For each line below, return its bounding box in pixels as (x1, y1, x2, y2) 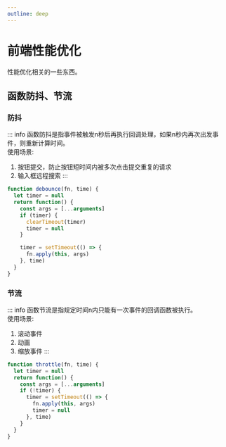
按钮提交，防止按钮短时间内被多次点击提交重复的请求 (17, 163, 172, 171)
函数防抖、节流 (7, 89, 72, 102)
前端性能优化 (7, 43, 82, 58)
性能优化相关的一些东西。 (7, 68, 81, 76)
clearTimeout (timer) (25, 218, 86, 225)
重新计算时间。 (25, 139, 69, 148)
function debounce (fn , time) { (7, 186, 99, 193)
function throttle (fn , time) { (7, 360, 99, 368)
